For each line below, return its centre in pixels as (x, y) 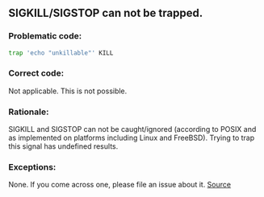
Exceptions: (32, 167)
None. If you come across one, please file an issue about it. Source (120, 185)
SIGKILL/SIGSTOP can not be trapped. (106, 13)
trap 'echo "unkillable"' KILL (61, 53)
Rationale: (29, 112)
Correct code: (36, 73)
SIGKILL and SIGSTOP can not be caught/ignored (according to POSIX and (132, 129)
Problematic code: (45, 36)
